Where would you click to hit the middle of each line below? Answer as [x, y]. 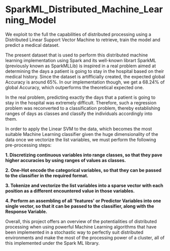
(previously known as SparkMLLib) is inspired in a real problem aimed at [81, 66]
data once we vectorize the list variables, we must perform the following [81, 140]
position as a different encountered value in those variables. [70, 191]
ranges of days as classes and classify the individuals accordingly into [79, 114]
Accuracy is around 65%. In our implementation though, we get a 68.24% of [85, 82]
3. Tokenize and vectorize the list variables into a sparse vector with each [84, 185]
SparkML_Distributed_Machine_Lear [84, 9]
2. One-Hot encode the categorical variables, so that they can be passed [83, 170]
